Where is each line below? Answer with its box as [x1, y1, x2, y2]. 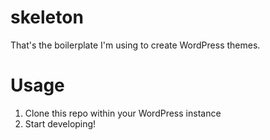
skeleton [10, 6, 84, 29]
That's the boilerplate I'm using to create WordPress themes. [10, 39, 261, 51]
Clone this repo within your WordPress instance [24, 107, 222, 119]
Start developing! [24, 117, 97, 130]
